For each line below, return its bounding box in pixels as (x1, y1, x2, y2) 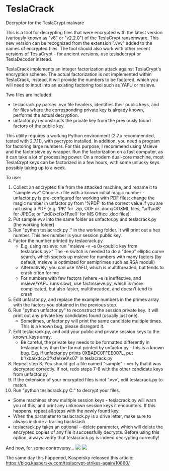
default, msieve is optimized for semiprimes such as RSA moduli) (20, 259, 155, 265)
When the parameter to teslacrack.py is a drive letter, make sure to (13, 413, 151, 419)
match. (13, 382, 28, 388)
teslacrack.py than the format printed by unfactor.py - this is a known (20, 344, 164, 350)
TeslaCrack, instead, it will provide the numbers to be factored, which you (6, 76, 158, 83)
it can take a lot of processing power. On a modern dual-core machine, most (6, 154, 164, 160)
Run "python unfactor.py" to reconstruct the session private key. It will (13, 307, 159, 313)
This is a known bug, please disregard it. (20, 323, 105, 329)
